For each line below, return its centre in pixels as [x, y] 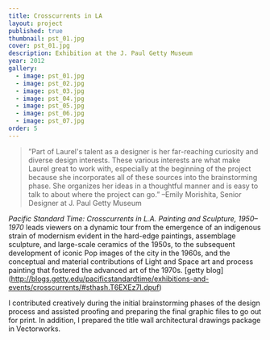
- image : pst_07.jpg [50, 121]
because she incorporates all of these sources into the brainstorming [143, 177]
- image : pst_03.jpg [50, 91]
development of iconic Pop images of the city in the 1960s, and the [120, 253]
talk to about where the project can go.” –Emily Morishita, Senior [135, 194]
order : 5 [23, 128]
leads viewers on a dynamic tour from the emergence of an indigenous [143, 227]
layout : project [35, 23]
